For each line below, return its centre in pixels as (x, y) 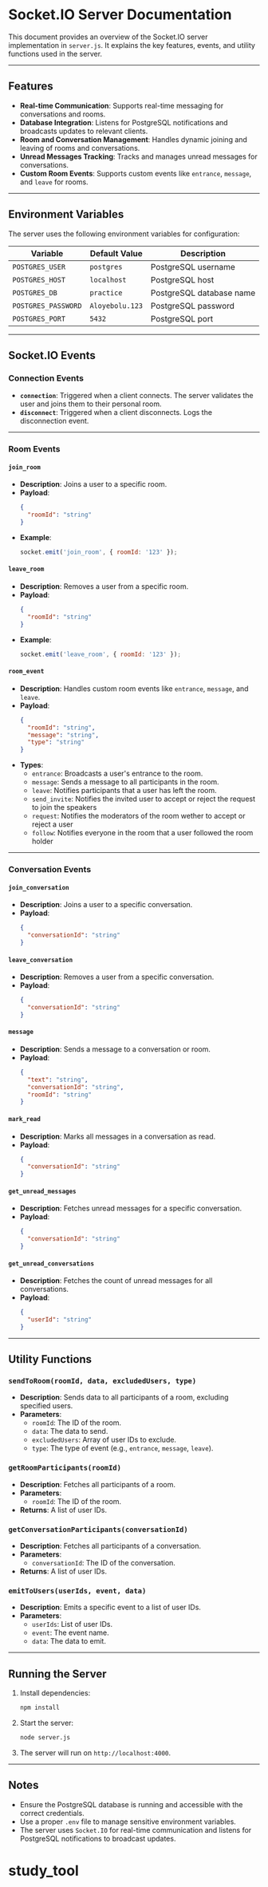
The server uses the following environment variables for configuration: (124, 234)
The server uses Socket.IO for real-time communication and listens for (136, 1830)
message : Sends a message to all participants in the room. (125, 782)
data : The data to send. (70, 1431)
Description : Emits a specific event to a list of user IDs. (110, 1607)
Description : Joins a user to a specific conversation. (106, 905)
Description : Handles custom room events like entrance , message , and (134, 689)
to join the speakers (64, 807)
